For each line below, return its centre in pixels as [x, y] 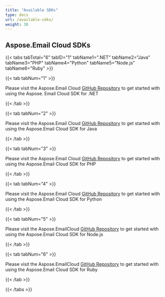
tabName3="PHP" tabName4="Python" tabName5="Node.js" [70, 63]
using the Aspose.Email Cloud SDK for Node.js [54, 235]
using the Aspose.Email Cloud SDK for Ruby [52, 270]
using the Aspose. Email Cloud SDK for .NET [52, 94]
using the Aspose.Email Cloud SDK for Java [51, 129]
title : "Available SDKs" [32, 10]
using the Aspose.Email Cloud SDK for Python [54, 199]
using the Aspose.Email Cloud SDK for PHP [51, 164]
